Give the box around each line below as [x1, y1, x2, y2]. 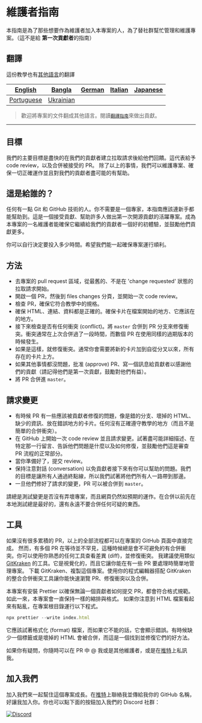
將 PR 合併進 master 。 [14, 375, 69, 383]
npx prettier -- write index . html [6, 614, 90, 620]
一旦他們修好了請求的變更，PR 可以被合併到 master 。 [14, 480, 147, 487]
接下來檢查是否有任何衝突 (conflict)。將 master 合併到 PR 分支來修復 [14, 323, 184, 330]
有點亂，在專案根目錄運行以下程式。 [11, 602, 101, 610]
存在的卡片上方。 [14, 353, 58, 360]
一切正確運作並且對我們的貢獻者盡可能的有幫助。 [11, 169, 133, 176]
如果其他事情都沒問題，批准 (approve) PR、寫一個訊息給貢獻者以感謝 [14, 360, 186, 368]
